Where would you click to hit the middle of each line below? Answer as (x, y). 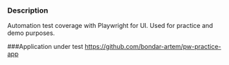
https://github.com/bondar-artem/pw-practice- (153, 47)
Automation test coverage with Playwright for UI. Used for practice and (110, 26)
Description (28, 10)
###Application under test (45, 47)
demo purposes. (31, 33)
